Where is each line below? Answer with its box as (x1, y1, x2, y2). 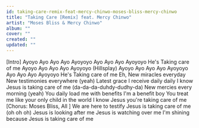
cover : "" (6, 31, 31, 37)
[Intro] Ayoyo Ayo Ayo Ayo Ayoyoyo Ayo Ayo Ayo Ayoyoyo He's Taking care (6, 58, 189, 65)
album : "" (6, 25, 31, 32)
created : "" (6, 36, 36, 42)
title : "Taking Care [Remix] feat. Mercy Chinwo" (6, 14, 132, 20)
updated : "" (6, 42, 36, 48)
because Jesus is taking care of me (6, 115, 94, 122)
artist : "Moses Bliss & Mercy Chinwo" (6, 20, 102, 26)
